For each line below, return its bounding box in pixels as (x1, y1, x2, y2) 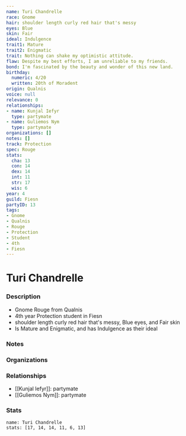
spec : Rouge (6, 147, 36, 152)
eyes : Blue (6, 25, 33, 31)
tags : (6, 207, 20, 214)
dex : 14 (11, 168, 31, 175)
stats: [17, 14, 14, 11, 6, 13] (6, 425, 86, 431)
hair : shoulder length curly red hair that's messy (6, 20, 136, 26)
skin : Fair (6, 31, 33, 37)
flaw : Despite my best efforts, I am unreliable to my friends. (6, 58, 168, 64)
